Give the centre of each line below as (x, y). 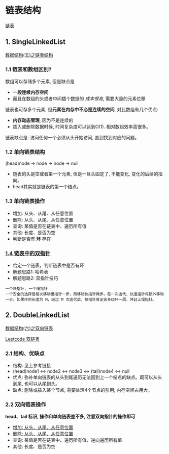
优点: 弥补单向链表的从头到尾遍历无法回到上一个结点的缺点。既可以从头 (87, 377)
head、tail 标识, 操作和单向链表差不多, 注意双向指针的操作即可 (70, 417)
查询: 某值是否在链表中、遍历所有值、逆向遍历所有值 (67, 440)
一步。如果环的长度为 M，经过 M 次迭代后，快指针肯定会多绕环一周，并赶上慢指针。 (81, 299)
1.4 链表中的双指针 (28, 253)
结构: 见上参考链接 (32, 366)
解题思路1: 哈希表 (30, 271)
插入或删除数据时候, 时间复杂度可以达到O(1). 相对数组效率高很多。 (82, 127)
